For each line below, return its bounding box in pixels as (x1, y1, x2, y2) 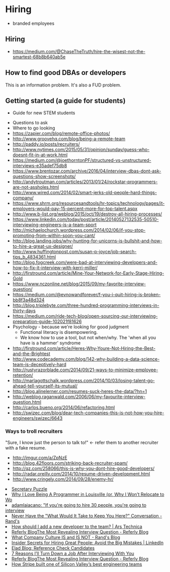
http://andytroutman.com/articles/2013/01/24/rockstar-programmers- (12, 179, 158, 185)
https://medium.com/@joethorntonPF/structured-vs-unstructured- (12, 157, 152, 163)
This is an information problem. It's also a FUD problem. (5, 82, 121, 88)
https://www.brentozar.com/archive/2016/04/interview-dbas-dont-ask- (12, 168, 161, 174)
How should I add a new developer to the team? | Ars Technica (12, 523, 143, 530)
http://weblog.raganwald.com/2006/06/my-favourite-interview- (12, 393, 146, 400)
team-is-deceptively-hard (12, 362, 67, 368)
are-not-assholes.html (12, 184, 59, 190)
